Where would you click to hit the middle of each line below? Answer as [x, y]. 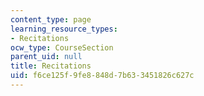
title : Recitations [51, 66]
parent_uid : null [46, 57]
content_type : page [51, 19]
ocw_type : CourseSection [62, 47]
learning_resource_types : [64, 29]
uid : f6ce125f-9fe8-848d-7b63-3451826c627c [102, 76]
